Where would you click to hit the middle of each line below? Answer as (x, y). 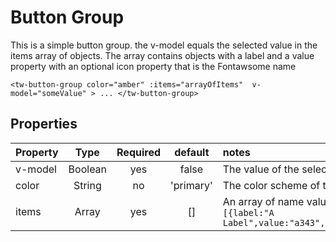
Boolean (88, 169)
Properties (44, 124)
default (192, 152)
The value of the (261, 169)
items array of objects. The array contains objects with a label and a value (162, 55)
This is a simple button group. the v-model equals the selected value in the (164, 45)
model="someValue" (48, 93)
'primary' (191, 185)
